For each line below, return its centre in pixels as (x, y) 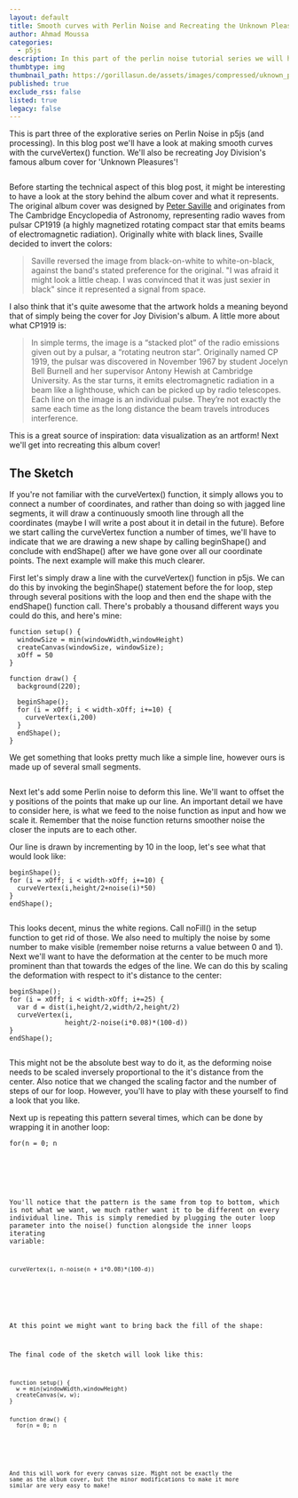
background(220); (49, 687)
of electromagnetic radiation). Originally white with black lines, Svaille (136, 234)
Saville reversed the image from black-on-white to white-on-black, (153, 261)
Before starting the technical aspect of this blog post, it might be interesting (147, 187)
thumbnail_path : (39, 76)
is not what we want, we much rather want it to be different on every (144, 1210)
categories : (31, 42)
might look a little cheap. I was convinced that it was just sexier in (150, 280)
